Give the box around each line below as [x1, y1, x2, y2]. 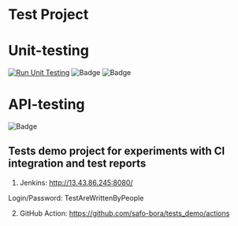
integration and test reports [8, 156, 147, 171]
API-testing [8, 96, 85, 114]
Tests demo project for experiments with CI [8, 145, 225, 158]
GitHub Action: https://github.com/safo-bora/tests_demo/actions [19, 208, 230, 218]
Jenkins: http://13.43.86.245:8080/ [19, 178, 133, 187]
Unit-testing [8, 42, 89, 60]
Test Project [8, 6, 89, 24]
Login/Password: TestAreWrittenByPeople [8, 193, 144, 202]
